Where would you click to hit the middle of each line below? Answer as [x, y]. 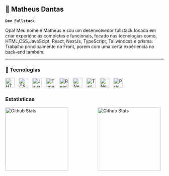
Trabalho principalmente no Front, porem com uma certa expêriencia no [80, 47]
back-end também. [25, 52]
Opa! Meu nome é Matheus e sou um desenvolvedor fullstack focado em [81, 30]
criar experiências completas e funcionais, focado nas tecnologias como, [81, 35]
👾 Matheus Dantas [34, 9]
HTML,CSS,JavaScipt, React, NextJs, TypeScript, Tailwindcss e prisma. [79, 41]
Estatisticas [20, 99]
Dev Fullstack [20, 21]
